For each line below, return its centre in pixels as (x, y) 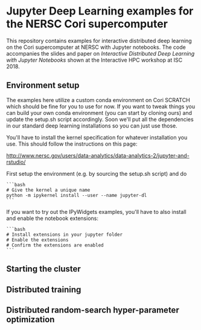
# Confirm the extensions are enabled (55, 245)
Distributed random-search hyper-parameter (93, 310)
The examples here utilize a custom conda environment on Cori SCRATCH (98, 100)
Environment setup (43, 86)
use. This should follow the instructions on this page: (72, 144)
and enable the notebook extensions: (52, 218)
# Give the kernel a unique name (48, 190)
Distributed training (44, 289)
